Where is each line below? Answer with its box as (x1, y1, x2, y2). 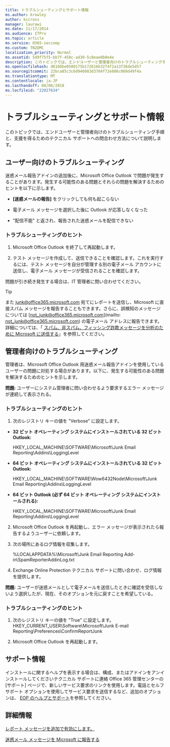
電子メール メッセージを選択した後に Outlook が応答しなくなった (12, 207, 148, 213)
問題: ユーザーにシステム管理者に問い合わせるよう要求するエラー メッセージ (5, 385, 164, 391)
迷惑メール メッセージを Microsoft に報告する (5, 736, 100, 742)
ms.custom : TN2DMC (5, 45, 44, 50)
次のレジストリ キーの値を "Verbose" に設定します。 (12, 418, 122, 424)
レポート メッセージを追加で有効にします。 (5, 725, 95, 732)
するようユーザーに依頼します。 (17, 530, 83, 536)
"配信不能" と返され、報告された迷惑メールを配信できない (12, 217, 134, 224)
